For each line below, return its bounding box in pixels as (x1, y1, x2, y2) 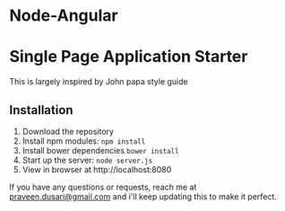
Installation (9, 102, 73, 118)
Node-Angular (9, 5, 118, 26)
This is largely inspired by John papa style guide (9, 76, 188, 87)
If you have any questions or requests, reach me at (9, 181, 197, 192)
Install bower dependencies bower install (22, 145, 179, 155)
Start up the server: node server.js (22, 154, 153, 165)
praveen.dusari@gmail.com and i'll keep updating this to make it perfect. (9, 190, 278, 202)
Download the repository (22, 126, 115, 136)
